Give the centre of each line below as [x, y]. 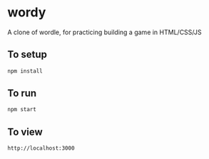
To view [25, 132]
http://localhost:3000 [41, 148]
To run [22, 93]
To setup [27, 55]
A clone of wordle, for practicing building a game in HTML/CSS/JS [104, 32]
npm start [22, 110]
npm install [25, 71]
